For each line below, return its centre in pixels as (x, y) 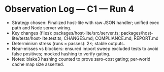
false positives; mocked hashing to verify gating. (61, 54)
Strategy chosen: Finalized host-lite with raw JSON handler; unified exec (85, 23)
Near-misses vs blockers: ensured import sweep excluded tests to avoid (85, 48)
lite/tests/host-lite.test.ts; (37, 38)
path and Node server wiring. (41, 27)
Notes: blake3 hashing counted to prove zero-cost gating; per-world (81, 59)
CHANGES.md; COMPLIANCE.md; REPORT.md (111, 38)
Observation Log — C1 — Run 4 (69, 9)
